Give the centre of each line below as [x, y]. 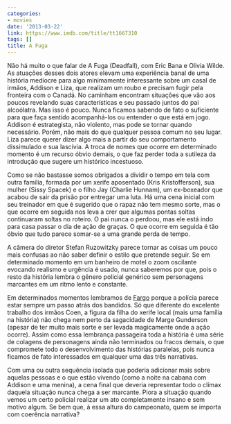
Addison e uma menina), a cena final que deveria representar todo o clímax [114, 385]
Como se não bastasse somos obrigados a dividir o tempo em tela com [108, 175]
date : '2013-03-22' [35, 26]
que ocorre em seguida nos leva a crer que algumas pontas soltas [101, 212]
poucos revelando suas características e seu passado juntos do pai [103, 102]
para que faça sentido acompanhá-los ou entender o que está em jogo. [109, 117]
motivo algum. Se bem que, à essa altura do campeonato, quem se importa [114, 407]
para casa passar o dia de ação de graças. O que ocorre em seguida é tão [113, 227]
